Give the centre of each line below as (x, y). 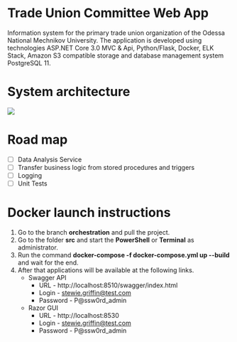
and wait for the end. (48, 262)
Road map (38, 140)
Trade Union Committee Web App (108, 13)
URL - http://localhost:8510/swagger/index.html (108, 285)
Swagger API (47, 278)
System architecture (69, 92)
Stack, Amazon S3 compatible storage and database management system (116, 55)
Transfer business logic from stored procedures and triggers (106, 167)
